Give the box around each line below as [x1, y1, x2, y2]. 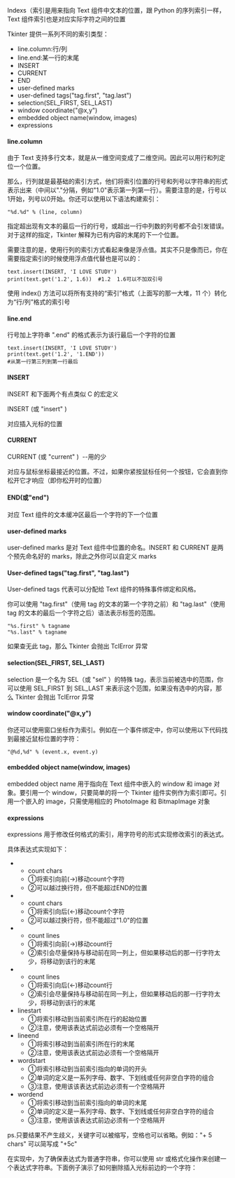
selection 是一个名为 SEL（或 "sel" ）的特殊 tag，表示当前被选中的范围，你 [7, 675, 224, 683]
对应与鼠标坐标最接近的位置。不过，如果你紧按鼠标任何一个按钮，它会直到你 [7, 467, 228, 476]
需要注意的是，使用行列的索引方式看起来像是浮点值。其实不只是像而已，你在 [7, 246, 228, 254]
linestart [17, 1006, 41, 1015]
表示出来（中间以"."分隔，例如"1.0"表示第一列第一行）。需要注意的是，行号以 [7, 186, 227, 194]
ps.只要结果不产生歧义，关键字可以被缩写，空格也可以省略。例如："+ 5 [7, 1131, 213, 1139]
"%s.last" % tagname [7, 629, 68, 636]
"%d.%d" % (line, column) [7, 209, 83, 216]
